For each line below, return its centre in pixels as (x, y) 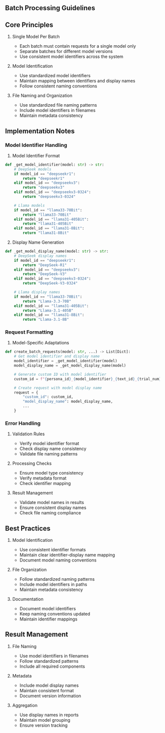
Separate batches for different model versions (66, 52)
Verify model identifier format (49, 444)
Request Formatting (29, 332)
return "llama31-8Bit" (46, 233)
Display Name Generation (38, 242)
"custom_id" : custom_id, (48, 397)
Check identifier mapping (45, 483)
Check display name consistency (53, 449)
